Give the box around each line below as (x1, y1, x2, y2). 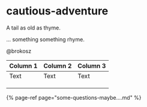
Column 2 (43, 61, 72, 70)
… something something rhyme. (6, 35, 85, 43)
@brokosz (6, 47, 32, 55)
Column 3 (77, 61, 106, 70)
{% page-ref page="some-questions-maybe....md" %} (6, 94, 142, 101)
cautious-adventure (6, 4, 109, 18)
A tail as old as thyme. (6, 24, 61, 31)
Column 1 (9, 61, 38, 70)
